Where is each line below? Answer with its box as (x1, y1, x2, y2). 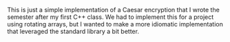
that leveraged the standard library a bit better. (7, 27, 140, 35)
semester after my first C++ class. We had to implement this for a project (7, 13, 214, 21)
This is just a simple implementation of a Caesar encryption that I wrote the (7, 6, 220, 14)
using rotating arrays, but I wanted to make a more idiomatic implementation (7, 20, 224, 28)
